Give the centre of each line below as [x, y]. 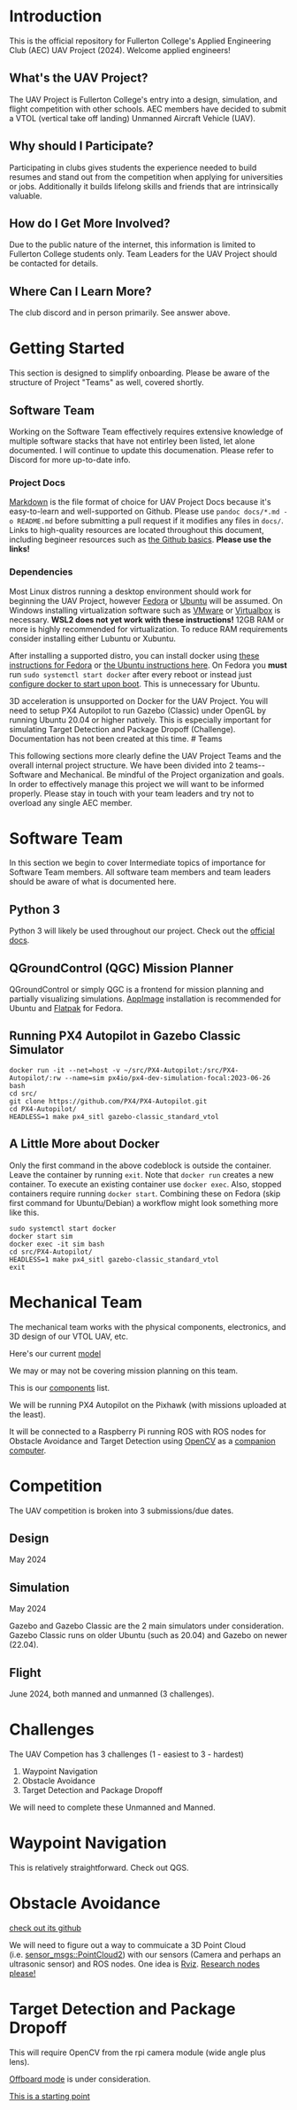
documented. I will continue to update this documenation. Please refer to [141, 450]
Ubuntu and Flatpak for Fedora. [66, 1009]
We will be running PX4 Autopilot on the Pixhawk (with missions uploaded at [148, 1404]
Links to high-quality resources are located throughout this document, [137, 530]
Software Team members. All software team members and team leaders [140, 872]
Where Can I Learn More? [80, 291]
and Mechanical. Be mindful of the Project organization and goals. [164, 774]
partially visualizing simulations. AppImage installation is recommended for [145, 999]
